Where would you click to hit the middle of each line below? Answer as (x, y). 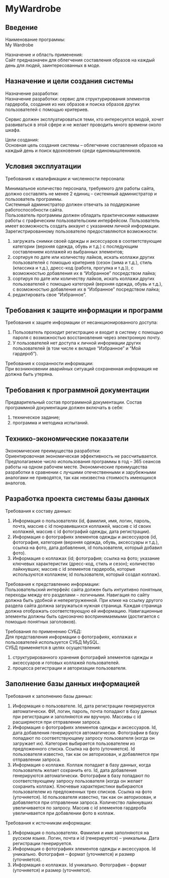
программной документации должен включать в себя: (64, 408)
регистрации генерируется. (42, 843)
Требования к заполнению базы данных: (49, 696)
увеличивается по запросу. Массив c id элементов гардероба (79, 807)
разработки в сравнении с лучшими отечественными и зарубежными (81, 472)
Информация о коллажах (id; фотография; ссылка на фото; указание (86, 558)
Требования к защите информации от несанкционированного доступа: (81, 322)
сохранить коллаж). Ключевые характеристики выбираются (78, 786)
